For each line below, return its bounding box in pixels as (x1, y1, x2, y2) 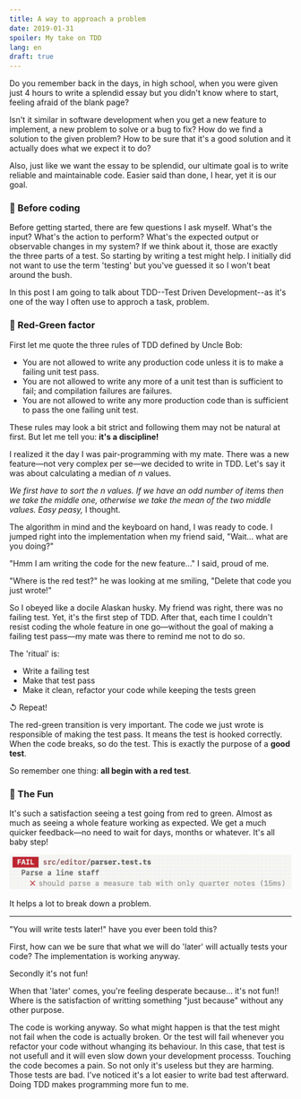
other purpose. (9, 1004, 64, 1015)
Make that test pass (21, 675, 96, 686)
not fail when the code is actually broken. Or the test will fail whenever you (9, 1031, 285, 1042)
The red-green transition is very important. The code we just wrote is (9, 719, 264, 730)
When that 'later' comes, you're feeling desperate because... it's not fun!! (9, 985, 279, 996)
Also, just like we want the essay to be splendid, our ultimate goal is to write (9, 160, 289, 171)
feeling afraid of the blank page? (9, 97, 130, 108)
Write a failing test (21, 665, 90, 676)
